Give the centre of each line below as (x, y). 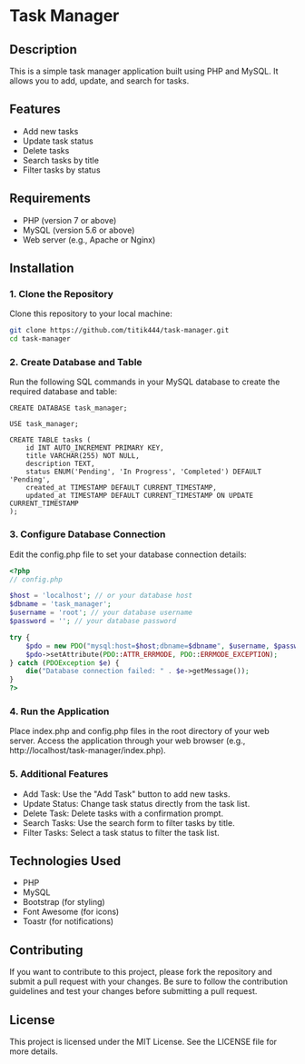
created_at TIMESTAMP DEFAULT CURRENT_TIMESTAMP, (122, 488)
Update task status (58, 141)
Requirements (50, 199)
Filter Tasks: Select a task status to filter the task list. (121, 832)
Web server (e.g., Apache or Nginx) (89, 239)
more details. (34, 1051)
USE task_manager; (44, 424)
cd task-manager (40, 339)
